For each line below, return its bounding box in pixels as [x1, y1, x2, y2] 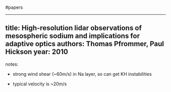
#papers [5, 5, 23, 10]
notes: [5, 61, 19, 67]
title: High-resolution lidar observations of [5, 24, 142, 33]
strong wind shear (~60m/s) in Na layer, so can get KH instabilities [12, 71, 152, 77]
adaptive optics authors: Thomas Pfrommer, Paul [5, 40, 164, 48]
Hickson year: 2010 [5, 48, 68, 56]
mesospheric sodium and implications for [5, 32, 140, 40]
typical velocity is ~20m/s [12, 81, 67, 87]
